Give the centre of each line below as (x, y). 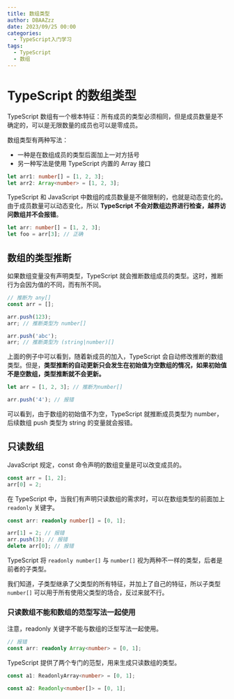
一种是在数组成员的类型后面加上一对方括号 (78, 155)
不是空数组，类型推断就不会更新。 (56, 374)
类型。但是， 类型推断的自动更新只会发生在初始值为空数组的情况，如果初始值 (117, 365)
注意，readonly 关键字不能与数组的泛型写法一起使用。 (85, 629)
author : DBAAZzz (31, 20)
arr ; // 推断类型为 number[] (47, 323)
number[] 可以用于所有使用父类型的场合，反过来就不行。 (88, 592)
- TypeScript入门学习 (42, 40)
